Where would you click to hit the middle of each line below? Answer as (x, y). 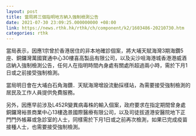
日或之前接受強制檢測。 (34, 73)
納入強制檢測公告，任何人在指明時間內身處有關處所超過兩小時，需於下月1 (99, 66)
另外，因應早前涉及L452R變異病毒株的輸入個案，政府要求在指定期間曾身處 (96, 105)
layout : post (22, 11)
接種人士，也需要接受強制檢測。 (44, 127)
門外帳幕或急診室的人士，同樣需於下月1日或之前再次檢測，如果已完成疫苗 (99, 120)
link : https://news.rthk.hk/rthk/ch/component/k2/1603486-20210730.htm (95, 28)
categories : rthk (27, 33)
